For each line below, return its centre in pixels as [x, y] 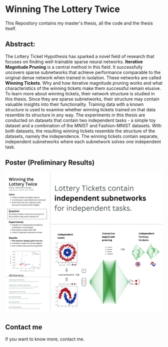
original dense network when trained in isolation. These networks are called [83, 77]
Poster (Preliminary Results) [50, 163]
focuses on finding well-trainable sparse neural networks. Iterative [74, 62]
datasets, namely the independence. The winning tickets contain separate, [82, 136]
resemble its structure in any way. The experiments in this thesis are [75, 115]
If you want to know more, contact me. [45, 339]
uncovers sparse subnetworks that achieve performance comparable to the [83, 72]
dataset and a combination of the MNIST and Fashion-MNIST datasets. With [83, 125]
